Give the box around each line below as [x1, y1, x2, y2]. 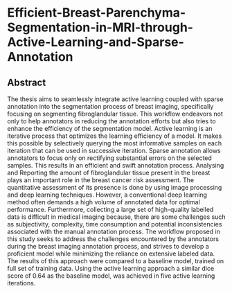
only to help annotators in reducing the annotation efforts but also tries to [7, 117, 216, 125]
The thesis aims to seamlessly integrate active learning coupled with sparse [7, 95, 224, 103]
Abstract [7, 76, 46, 88]
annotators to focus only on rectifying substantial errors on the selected [7, 154, 213, 162]
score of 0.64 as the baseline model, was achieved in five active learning [7, 272, 215, 280]
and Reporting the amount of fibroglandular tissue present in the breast [7, 168, 211, 177]
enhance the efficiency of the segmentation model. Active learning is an [7, 125, 213, 132]
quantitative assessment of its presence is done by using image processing [7, 184, 222, 191]
